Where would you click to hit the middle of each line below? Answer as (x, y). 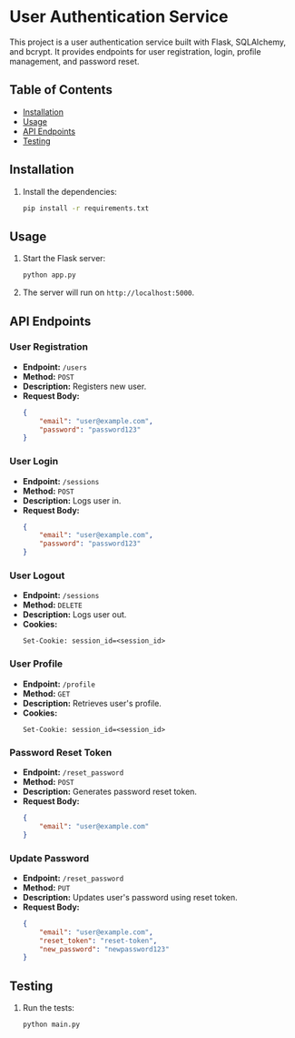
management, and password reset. (74, 61)
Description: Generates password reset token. (110, 791)
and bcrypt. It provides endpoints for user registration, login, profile (135, 51)
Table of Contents (61, 90)
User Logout (37, 575)
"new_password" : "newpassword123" (104, 949)
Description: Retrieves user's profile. (92, 703)
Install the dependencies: (70, 191)
